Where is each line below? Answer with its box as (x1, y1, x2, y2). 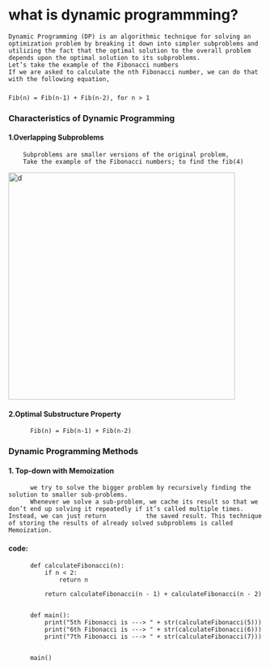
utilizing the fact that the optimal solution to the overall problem (8, 46, 251, 54)
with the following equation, (8, 75, 111, 83)
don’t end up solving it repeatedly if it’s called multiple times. (8, 505, 244, 513)
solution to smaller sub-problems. (8, 491, 129, 500)
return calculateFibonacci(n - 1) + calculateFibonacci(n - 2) (44, 590, 263, 598)
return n (59, 576, 89, 584)
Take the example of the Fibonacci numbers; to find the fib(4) (23, 157, 244, 165)
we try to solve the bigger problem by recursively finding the (29, 484, 251, 492)
